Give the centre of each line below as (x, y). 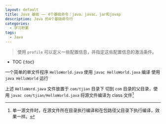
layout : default (22, 10)
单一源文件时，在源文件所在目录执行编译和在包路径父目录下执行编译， (84, 110)
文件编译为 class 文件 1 (111, 94)
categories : (17, 23)
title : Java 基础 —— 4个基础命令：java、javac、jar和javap (63, 14)
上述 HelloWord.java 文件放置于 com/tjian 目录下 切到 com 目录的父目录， (79, 88)
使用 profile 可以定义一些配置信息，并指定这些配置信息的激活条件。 (87, 52)
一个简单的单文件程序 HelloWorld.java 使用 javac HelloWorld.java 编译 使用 (83, 72)
